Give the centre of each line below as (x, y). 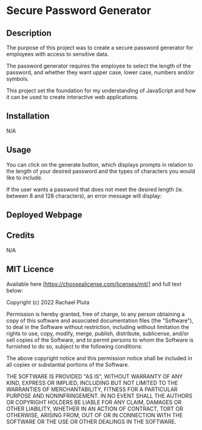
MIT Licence (30, 269)
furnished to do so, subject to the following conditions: (74, 346)
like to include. (25, 178)
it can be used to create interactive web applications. (72, 97)
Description (29, 33)
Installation (28, 116)
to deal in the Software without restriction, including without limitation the (98, 327)
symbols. (18, 79)
